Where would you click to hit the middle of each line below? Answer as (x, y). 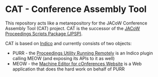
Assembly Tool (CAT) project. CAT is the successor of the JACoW (72, 28)
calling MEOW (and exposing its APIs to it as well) (63, 58)
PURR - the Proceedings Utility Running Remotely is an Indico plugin (83, 53)
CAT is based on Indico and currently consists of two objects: (68, 43)
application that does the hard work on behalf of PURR (68, 69)
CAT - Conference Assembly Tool (76, 9)
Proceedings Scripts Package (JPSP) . (44, 33)
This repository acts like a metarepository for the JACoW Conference (76, 23)
